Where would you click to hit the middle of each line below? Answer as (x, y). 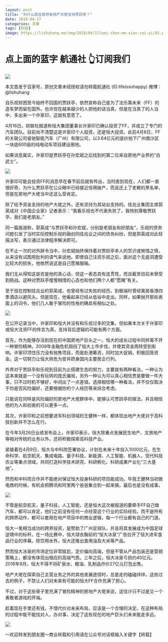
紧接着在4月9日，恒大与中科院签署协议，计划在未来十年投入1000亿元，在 (81, 449)
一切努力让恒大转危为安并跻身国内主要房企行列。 (68, 358)
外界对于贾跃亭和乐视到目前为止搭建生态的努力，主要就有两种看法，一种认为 (84, 369)
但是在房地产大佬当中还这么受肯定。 (42, 193)
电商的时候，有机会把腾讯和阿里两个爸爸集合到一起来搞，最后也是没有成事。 (84, 485)
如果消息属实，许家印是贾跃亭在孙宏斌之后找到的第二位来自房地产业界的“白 (83, 155)
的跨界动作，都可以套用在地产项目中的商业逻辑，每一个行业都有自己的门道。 (84, 517)
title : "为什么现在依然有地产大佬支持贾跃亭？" (49, 14)
